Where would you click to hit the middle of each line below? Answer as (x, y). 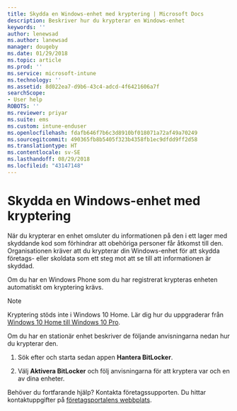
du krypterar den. (33, 343)
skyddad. (21, 265)
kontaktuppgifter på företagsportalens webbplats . (80, 400)
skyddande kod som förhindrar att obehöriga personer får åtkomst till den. (115, 243)
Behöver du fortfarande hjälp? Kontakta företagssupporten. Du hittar (107, 392)
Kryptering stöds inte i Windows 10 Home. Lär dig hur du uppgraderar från (116, 314)
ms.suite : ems (28, 119)
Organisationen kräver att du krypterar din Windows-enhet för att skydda (114, 251)
